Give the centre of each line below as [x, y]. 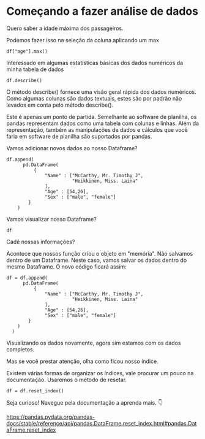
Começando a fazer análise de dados [102, 11]
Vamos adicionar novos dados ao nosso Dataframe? [72, 148]
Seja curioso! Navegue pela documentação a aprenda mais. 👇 [84, 402]
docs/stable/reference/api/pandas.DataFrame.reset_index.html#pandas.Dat [102, 423]
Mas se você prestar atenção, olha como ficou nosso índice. [83, 361]
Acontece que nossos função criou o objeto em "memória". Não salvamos [100, 253]
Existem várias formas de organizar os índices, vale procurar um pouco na [100, 373]
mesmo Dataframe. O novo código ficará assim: [66, 266]
